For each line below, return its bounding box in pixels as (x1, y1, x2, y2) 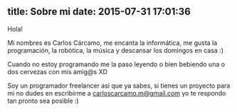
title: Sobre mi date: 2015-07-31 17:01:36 (7, 6, 191, 18)
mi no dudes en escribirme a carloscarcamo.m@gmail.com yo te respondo (7, 88, 226, 97)
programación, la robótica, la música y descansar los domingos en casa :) (7, 46, 224, 54)
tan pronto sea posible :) (7, 96, 80, 105)
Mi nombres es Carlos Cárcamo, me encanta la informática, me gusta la (7, 39, 218, 47)
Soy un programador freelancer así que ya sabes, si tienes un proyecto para (7, 81, 231, 90)
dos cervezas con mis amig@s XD (7, 67, 108, 76)
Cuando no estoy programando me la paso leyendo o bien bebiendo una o (7, 60, 226, 68)
